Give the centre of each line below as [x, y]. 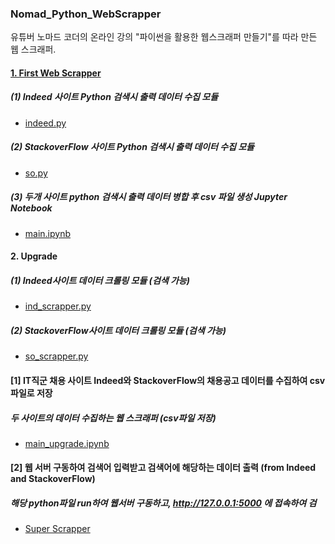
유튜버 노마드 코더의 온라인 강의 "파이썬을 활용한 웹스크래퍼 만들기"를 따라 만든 [164, 37]
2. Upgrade [34, 256]
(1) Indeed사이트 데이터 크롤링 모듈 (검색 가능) [100, 280]
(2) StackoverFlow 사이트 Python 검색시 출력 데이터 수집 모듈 [132, 147]
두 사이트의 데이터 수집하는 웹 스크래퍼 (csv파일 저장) [113, 418]
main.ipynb [48, 233]
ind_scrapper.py [58, 306]
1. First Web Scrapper [56, 73]
